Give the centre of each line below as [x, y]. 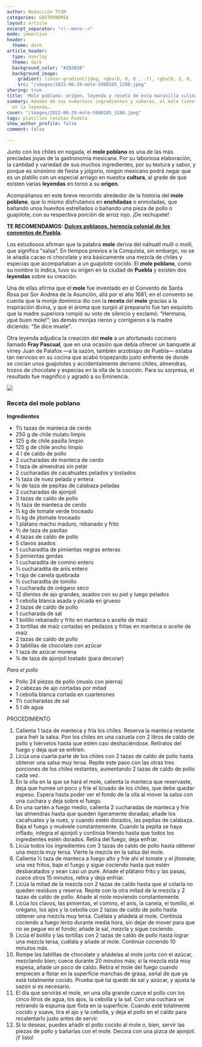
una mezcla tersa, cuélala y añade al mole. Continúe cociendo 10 [96, 942]
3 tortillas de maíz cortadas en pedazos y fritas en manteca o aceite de [103, 626]
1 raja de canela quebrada [47, 575]
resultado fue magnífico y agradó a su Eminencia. [68, 376]
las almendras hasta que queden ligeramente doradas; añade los [96, 814]
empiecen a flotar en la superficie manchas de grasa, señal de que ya [102, 974]
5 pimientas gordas [39, 556]
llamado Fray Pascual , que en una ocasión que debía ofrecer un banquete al [101, 344]
